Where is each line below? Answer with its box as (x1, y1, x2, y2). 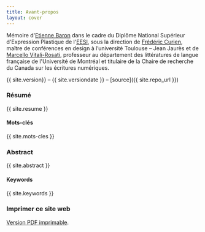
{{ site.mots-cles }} (6, 133, 55, 140)
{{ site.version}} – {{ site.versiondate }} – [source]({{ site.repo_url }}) (6, 76, 179, 83)
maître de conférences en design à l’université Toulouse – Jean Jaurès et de (6, 44, 199, 52)
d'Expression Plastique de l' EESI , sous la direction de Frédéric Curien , (6, 38, 183, 45)
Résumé (6, 91, 32, 100)
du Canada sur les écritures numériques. (6, 64, 109, 71)
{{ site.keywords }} (6, 189, 54, 196)
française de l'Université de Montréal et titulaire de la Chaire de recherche (6, 58, 194, 65)
